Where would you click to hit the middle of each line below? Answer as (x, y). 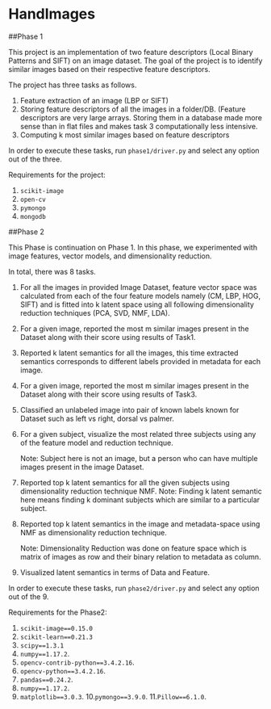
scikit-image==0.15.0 (56, 628)
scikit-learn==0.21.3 (56, 637)
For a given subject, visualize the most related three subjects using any (138, 434)
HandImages (52, 14)
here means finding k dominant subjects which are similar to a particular (140, 499)
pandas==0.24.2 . (47, 679)
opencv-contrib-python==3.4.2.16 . (77, 662)
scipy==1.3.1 (42, 646)
